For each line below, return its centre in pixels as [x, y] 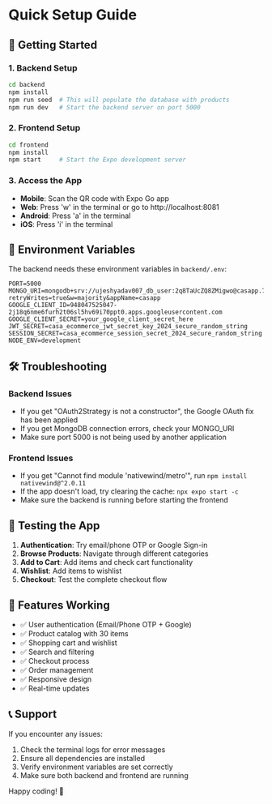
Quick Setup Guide [73, 15]
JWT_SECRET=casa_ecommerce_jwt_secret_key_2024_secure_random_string [128, 327]
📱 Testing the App [54, 526]
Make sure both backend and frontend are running [104, 775]
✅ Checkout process [55, 661]
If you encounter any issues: [56, 733]
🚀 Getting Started [53, 45]
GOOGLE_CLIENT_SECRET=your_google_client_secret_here [101, 319]
